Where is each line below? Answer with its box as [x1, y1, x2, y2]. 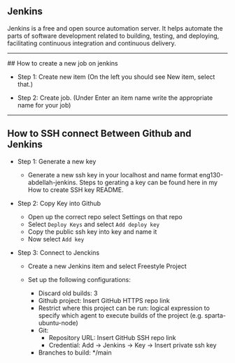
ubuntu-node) [38, 318, 78, 327]
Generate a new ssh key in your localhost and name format [27, 170, 198, 179]
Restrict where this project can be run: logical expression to [38, 304, 210, 312]
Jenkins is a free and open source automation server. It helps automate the [7, 24, 223, 32]
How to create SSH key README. [27, 185, 124, 194]
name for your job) [17, 101, 71, 109]
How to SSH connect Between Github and [7, 128, 192, 140]
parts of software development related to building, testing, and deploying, [7, 31, 220, 40]
